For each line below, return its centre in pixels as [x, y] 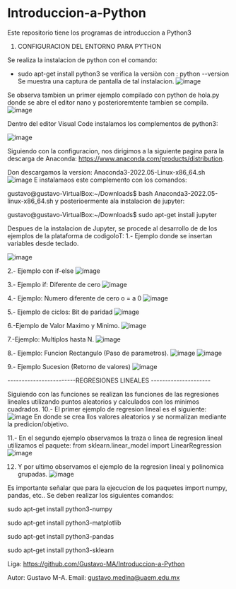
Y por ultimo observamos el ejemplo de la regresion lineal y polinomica [120, 466]
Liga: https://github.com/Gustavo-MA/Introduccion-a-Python [96, 564]
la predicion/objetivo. [38, 424]
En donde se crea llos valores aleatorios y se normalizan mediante [130, 416]
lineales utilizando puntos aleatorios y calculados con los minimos [104, 402]
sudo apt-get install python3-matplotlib [64, 523]
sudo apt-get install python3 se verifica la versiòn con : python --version [123, 74]
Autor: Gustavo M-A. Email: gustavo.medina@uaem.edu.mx [94, 577]
